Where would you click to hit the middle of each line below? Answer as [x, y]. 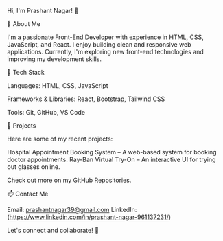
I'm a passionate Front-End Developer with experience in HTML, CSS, [105, 37]
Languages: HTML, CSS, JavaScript [58, 85]
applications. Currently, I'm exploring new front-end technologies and [105, 52]
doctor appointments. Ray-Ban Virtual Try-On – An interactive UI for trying [111, 159]
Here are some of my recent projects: [60, 139]
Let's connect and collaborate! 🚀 [53, 230]
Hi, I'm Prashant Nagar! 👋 [43, 11]
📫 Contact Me [28, 194]
